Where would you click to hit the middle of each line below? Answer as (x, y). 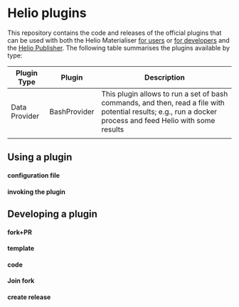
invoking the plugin (37, 192)
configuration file (34, 175)
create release (29, 297)
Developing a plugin (53, 214)
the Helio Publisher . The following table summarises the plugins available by (118, 48)
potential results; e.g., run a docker (159, 112)
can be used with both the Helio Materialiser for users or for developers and (118, 40)
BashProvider (72, 112)
